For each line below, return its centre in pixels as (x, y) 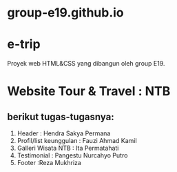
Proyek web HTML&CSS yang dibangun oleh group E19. (86, 64)
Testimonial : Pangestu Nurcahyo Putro (72, 155)
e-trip (24, 45)
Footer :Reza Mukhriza (49, 163)
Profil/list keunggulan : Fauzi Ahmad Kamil (77, 141)
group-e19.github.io (65, 13)
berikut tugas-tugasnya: (61, 116)
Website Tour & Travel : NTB (89, 92)
